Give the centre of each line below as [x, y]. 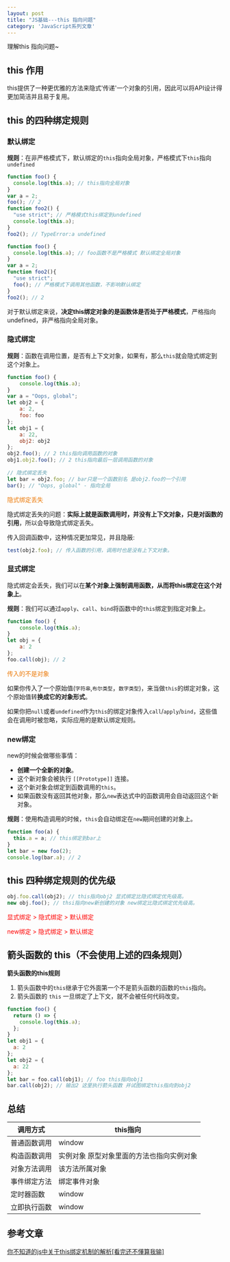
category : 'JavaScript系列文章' [51, 26]
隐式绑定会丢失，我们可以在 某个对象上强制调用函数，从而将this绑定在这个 [112, 585]
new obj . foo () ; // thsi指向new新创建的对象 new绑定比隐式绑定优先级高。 [103, 903]
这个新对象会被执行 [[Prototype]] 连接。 [75, 779]
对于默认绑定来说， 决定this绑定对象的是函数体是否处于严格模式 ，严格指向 [112, 311]
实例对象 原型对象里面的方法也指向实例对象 [128, 1156]
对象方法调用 [31, 1169]
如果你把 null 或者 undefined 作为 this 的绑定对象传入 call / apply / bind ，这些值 [112, 711]
